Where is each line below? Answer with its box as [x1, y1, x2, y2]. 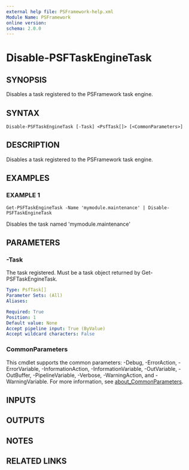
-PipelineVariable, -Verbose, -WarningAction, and [32, 371, 154, 379]
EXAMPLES [6, 173, 50, 183]
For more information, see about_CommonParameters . [50, 377, 184, 385]
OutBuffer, [6, 371, 32, 379]
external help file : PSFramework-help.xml [6, 8, 114, 15]
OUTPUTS [6, 416, 45, 426]
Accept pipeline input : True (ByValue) [6, 325, 106, 331]
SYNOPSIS [6, 75, 47, 85]
